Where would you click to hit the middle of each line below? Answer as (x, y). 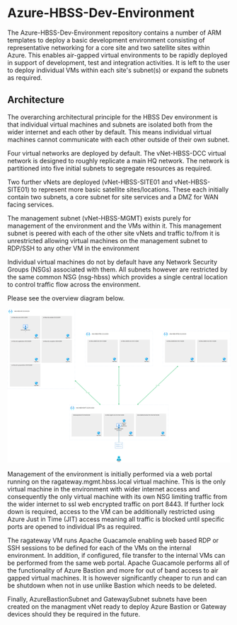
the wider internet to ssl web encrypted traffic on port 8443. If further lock (116, 504)
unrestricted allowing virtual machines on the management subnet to (108, 240)
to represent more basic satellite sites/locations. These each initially (130, 189)
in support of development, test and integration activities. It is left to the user (119, 62)
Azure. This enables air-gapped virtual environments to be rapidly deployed (117, 55)
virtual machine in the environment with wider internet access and (104, 489)
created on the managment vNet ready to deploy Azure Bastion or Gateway (117, 607)
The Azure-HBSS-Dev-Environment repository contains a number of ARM (114, 33)
